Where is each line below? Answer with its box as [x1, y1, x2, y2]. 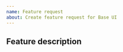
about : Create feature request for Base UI [6, 14, 118, 20]
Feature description [6, 36, 82, 47]
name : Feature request [6, 8, 63, 15]
